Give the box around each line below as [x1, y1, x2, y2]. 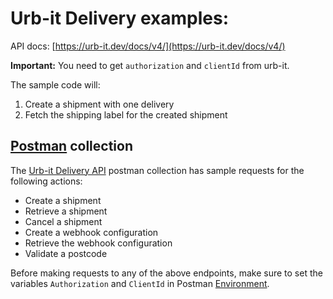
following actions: [10, 175, 83, 187]
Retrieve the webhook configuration [24, 237, 173, 249]
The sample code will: [10, 78, 101, 91]
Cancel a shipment [24, 215, 103, 227]
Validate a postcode [24, 247, 108, 259]
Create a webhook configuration [24, 226, 159, 238]
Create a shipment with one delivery [24, 98, 175, 110]
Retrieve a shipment [24, 205, 108, 217]
